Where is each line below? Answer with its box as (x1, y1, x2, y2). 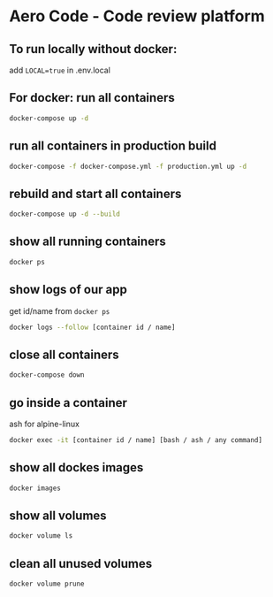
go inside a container (9, 395, 128, 410)
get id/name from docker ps (9, 305, 110, 316)
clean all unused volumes (9, 555, 153, 571)
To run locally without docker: (9, 42, 178, 57)
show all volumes (9, 508, 108, 523)
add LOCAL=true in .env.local (9, 65, 110, 75)
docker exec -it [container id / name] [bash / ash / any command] (9, 435, 263, 444)
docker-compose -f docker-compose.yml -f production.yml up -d (9, 162, 247, 171)
